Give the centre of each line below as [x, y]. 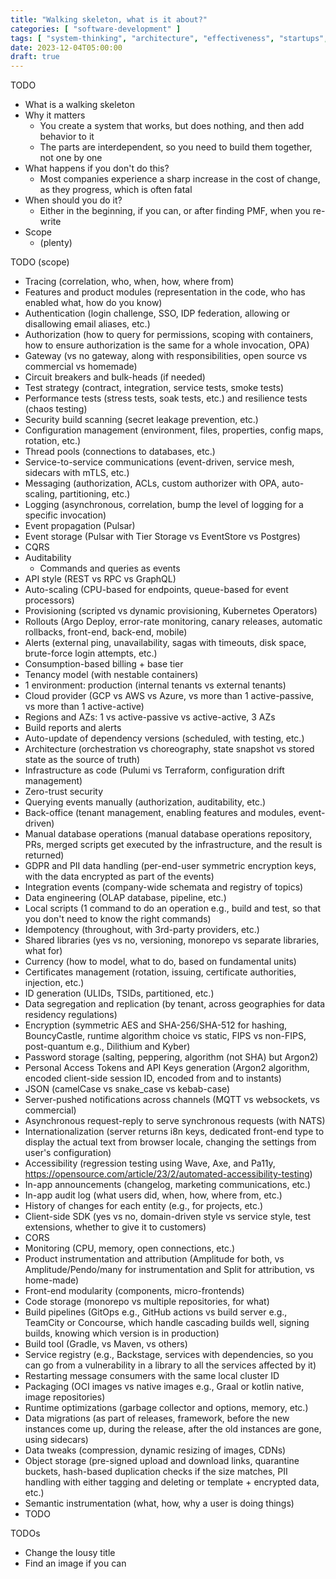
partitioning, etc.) [95, 494]
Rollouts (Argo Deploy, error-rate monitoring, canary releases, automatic [173, 622]
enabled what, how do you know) [93, 303]
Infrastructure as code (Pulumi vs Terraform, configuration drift [154, 770]
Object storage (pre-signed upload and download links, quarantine [162, 1461]
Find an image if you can [75, 1563]
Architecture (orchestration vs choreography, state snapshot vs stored [169, 749]
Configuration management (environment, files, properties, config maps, [174, 430]
